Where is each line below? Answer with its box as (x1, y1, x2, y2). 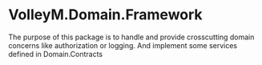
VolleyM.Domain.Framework (8, 6, 203, 24)
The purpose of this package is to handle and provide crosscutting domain (8, 32, 255, 42)
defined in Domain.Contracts (8, 49, 103, 59)
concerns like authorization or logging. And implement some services (8, 40, 238, 50)
